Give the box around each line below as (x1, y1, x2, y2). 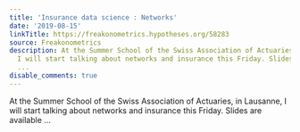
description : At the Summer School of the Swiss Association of (9, 46, 254, 55)
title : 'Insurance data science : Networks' (9, 12, 178, 22)
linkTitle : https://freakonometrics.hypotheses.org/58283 (9, 29, 229, 38)
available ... (9, 114, 52, 125)
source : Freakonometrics (9, 37, 102, 47)
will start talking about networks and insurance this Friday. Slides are (9, 104, 262, 116)
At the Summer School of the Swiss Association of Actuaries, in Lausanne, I (9, 95, 287, 106)
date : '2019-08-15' (9, 21, 82, 30)
